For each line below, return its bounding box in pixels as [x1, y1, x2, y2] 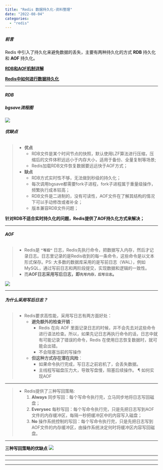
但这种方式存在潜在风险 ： [31, 355, 83, 361]
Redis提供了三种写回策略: [24, 388, 75, 394]
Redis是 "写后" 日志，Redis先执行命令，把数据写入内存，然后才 [24, 247, 150, 252]
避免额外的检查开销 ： [31, 319, 74, 325]
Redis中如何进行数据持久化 [5, 76, 59, 82]
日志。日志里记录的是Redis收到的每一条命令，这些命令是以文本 [28, 253, 154, 259]
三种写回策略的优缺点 [5, 445, 48, 451]
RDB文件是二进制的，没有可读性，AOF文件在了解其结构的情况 [31, 193, 155, 199]
